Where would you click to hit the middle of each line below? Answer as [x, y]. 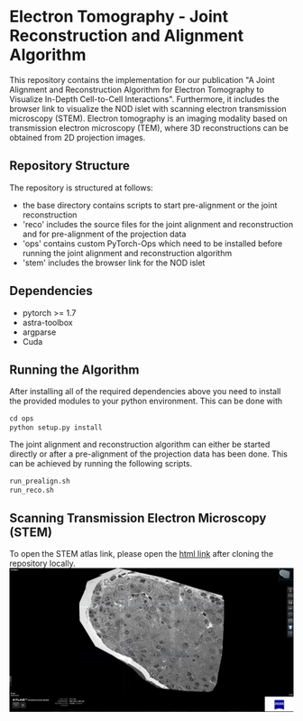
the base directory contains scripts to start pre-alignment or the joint [150, 205]
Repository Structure [70, 166]
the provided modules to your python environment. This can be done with [146, 401]
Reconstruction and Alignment [127, 36]
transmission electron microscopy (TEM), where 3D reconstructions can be [149, 127]
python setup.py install [56, 428]
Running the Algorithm [74, 370]
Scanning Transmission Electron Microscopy [138, 518]
